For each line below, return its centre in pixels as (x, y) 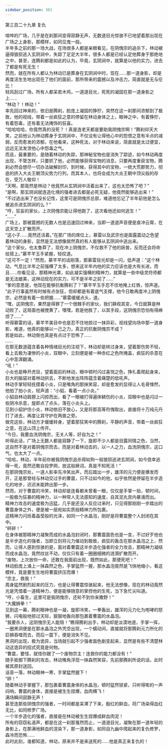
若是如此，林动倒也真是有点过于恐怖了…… (48, 335)
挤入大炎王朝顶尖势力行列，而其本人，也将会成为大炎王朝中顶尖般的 (84, 173)
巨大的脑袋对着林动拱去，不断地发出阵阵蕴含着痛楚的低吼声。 (69, 378)
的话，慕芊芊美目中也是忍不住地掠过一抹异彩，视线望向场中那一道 (90, 322)
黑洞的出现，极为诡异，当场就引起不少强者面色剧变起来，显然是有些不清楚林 (84, 641)
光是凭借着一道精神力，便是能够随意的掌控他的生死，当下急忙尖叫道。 (77, 591)
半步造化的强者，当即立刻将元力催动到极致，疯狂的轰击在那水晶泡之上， (84, 541)
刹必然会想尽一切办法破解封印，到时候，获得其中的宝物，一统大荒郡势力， (82, 167)
